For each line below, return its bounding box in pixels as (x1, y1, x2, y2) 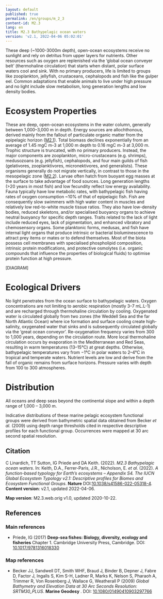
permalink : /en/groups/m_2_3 (5, 16, 65, 21)
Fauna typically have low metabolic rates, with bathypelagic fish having (5, 189, 148, 194)
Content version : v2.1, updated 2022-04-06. (5, 486, 95, 491)
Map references (5, 557, 44, 564)
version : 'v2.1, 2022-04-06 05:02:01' (5, 34, 84, 39)
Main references (5, 523, 45, 530)
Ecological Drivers (5, 282, 81, 293)
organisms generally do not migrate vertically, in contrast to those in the (5, 168, 149, 173)
